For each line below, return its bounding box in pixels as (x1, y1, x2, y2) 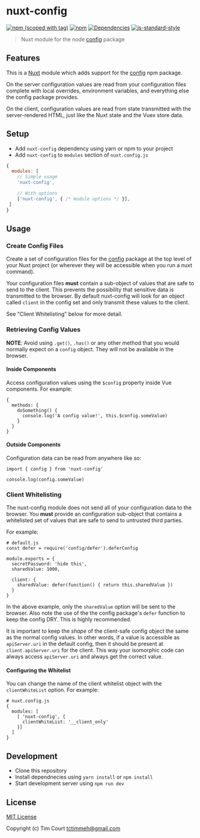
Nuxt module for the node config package (20, 35, 125, 43)
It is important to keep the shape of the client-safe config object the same (6, 627, 189, 635)
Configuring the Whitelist (6, 666, 71, 674)
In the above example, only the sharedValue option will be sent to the (6, 603, 176, 610)
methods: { (11, 402, 39, 408)
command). (6, 268, 35, 276)
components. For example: (6, 385, 73, 393)
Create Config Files (6, 241, 64, 250)
